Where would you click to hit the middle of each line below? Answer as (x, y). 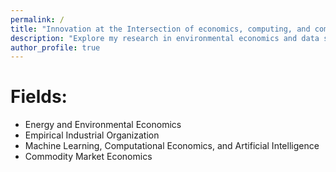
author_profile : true (55, 47)
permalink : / (37, 19)
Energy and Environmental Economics (103, 125)
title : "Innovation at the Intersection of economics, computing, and (160, 29)
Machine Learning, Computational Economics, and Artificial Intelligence (172, 146)
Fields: (39, 97)
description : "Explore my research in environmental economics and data (165, 38)
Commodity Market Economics (88, 157)
